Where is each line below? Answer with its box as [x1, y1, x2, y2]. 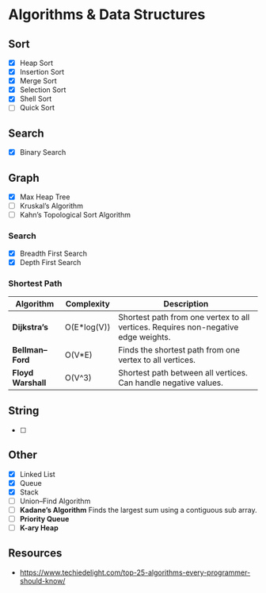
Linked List [19, 469, 55, 479]
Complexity [65, 298, 111, 309]
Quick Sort [19, 103, 55, 113]
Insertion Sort [19, 67, 65, 77]
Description [163, 298, 209, 309]
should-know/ [19, 576, 66, 585]
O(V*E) [64, 349, 93, 360]
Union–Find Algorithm [19, 496, 91, 506]
